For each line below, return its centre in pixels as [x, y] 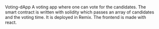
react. [11, 22]
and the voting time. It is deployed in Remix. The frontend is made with [76, 17]
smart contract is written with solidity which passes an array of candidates [80, 12]
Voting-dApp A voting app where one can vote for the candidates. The [76, 7]
